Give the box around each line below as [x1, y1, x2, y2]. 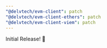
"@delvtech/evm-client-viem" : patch [5, 19, 96, 25]
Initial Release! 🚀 [5, 36, 46, 43]
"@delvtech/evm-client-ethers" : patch [5, 14, 101, 20]
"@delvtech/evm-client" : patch [5, 8, 83, 15]
